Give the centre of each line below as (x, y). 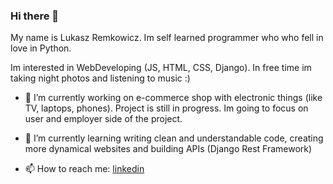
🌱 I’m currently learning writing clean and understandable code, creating (174, 138)
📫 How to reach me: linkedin (84, 169)
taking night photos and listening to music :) (100, 78)
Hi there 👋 (35, 16)
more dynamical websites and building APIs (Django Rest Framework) (168, 149)
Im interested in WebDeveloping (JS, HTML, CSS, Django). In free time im (161, 68)
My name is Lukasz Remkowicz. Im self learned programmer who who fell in (167, 38)
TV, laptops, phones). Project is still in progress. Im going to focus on (166, 108)
